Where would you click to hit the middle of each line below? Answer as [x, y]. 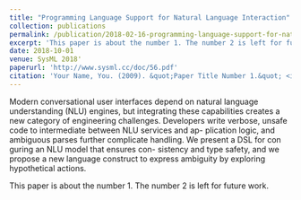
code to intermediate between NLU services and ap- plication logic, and [142, 130]
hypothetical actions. [48, 168]
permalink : [30, 34]
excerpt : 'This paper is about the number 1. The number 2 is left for [146, 43]
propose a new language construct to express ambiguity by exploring [138, 159]
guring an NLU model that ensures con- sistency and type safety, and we [144, 149]
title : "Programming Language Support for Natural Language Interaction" [150, 17]
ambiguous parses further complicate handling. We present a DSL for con [146, 139]
